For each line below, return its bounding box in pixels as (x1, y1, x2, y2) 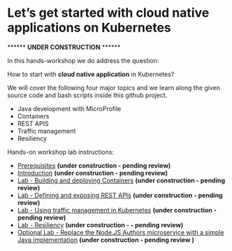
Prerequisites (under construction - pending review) (17, 161, 171, 169)
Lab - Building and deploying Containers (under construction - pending (17, 176, 226, 185)
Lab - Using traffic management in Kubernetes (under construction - (17, 206, 217, 214)
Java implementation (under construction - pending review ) (17, 236, 194, 244)
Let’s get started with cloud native (7, 5, 210, 21)
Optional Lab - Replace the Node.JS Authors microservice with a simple (17, 228, 224, 236)
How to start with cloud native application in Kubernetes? (7, 70, 175, 78)
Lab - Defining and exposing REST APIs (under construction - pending (17, 191, 223, 199)
